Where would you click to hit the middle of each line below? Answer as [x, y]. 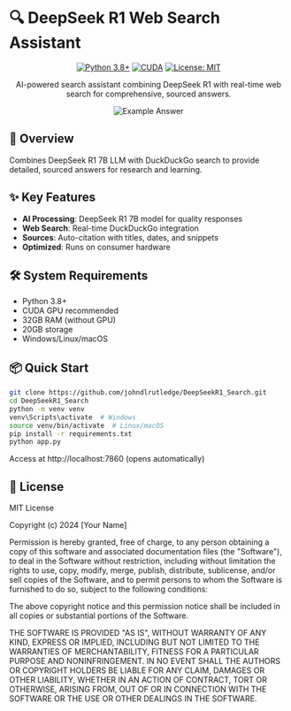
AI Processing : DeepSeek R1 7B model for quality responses [132, 218]
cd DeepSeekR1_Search [49, 401]
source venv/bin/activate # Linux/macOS [87, 425]
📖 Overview [42, 139]
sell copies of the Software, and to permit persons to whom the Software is [146, 580]
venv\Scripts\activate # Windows [73, 417]
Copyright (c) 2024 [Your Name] [68, 525]
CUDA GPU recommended [70, 310]
